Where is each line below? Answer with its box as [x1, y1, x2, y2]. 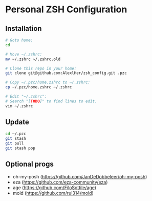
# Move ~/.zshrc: [5, 51, 42, 57]
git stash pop [5, 145, 36, 151]
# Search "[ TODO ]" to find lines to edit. [5, 99, 97, 104]
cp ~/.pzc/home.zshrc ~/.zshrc [5, 85, 72, 90]
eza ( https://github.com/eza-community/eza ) [12, 179, 108, 185]
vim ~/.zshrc [5, 103, 33, 108]
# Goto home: [5, 38, 33, 43]
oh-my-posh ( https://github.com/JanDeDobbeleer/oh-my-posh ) [12, 173, 147, 179]
